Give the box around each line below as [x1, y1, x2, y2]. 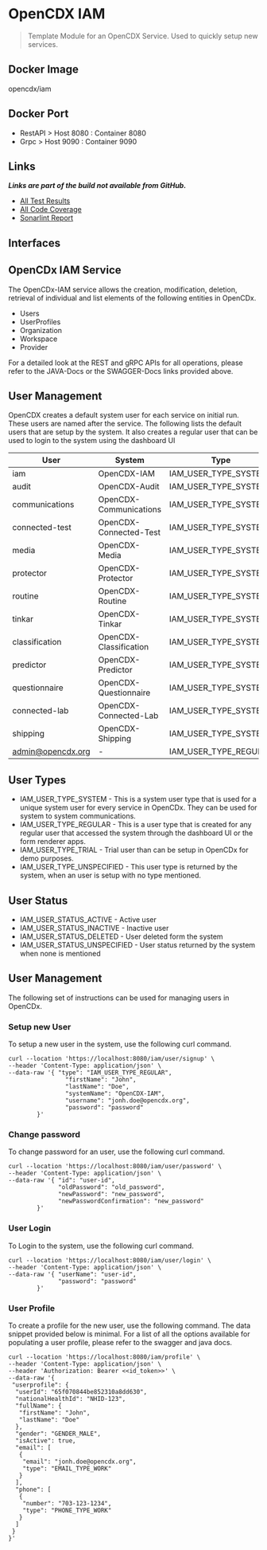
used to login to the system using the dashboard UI [8, 436, 176, 445]
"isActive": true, [15, 1437, 77, 1445]
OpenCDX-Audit [98, 481, 160, 492]
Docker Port [8, 107, 69, 120]
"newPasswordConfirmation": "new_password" [58, 1197, 204, 1206]
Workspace [19, 334, 58, 343]
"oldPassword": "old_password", [58, 1183, 165, 1191]
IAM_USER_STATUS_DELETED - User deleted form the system [19, 932, 224, 941]
